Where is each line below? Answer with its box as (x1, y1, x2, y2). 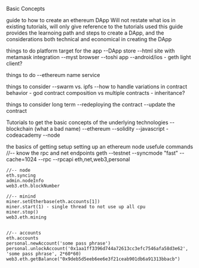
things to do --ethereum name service (6, 72, 100, 78)
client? (6, 60, 23, 67)
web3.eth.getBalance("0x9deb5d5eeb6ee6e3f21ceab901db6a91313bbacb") (6, 256, 180, 262)
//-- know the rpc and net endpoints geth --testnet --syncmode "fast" (6, 149, 178, 156)
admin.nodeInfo (6, 178, 44, 184)
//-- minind (6, 193, 36, 199)
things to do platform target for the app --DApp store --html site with (6, 47, 175, 54)
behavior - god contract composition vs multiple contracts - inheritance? (6, 90, 185, 96)
